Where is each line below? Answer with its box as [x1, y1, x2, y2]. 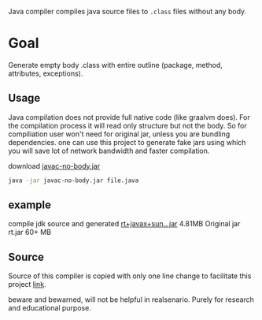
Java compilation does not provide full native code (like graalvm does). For [8, 112, 250, 121]
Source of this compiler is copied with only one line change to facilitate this [8, 271, 252, 281]
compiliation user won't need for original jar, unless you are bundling [8, 129, 231, 139]
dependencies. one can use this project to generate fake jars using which [8, 137, 246, 147]
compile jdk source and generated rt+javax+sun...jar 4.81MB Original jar [8, 219, 241, 229]
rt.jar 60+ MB [8, 228, 52, 237]
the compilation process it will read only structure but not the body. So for [8, 121, 248, 130]
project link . [8, 280, 46, 289]
